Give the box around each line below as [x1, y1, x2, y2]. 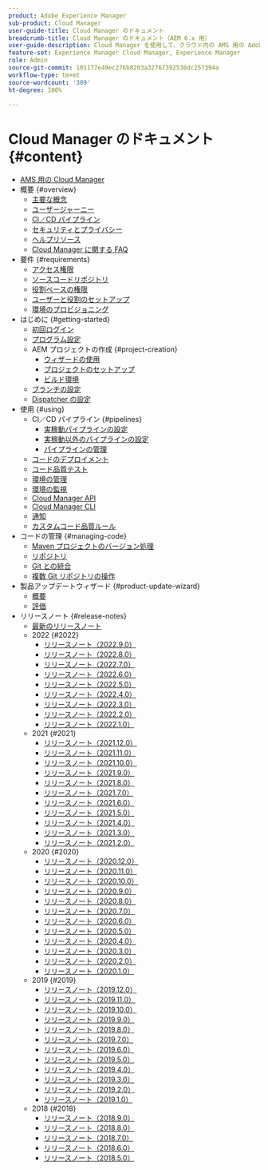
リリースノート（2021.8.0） [43, 778, 135, 788]
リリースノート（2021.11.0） [43, 748, 136, 758]
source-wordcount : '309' [8, 78, 91, 86]
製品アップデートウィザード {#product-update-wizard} [19, 581, 201, 591]
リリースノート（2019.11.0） [43, 995, 136, 1005]
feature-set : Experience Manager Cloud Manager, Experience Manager [8, 49, 241, 57]
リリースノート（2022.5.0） [43, 680, 136, 690]
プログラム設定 [31, 335, 81, 344]
